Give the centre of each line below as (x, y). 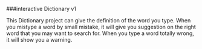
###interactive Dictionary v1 (41, 9)
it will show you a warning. (39, 40)
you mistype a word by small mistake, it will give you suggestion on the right (101, 27)
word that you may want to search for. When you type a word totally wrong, (100, 33)
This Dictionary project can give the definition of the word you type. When (99, 20)
